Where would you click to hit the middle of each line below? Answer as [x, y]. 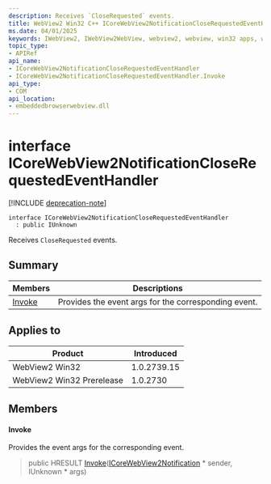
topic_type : [28, 46]
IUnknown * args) [57, 472]
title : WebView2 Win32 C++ [54, 23]
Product [68, 353]
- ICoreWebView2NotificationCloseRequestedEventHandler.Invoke [117, 76]
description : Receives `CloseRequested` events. [92, 16]
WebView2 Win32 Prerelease [68, 380]
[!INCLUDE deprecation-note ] [58, 203]
